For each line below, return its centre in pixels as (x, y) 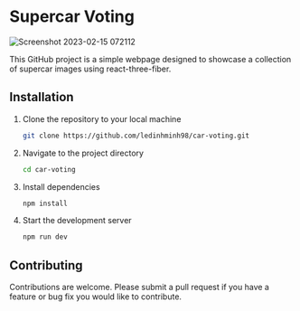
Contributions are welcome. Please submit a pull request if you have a (139, 287)
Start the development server (77, 221)
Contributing (46, 265)
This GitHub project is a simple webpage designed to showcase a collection (150, 59)
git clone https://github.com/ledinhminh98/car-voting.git (136, 136)
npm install (45, 203)
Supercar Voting (72, 17)
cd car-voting (49, 169)
